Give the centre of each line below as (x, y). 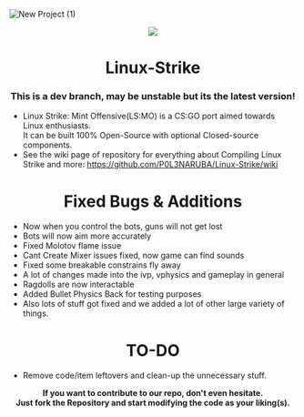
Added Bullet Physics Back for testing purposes (112, 294)
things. (35, 313)
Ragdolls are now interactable (78, 285)
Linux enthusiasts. (56, 126)
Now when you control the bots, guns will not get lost (122, 227)
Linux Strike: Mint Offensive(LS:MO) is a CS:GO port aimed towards (149, 116)
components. (47, 145)
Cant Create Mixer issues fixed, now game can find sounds (133, 256)
